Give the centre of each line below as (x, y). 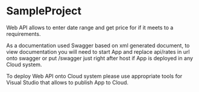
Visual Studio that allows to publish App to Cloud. (67, 82)
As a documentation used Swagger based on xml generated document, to (98, 45)
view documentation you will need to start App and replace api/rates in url (98, 51)
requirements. (24, 33)
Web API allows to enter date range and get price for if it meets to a (90, 27)
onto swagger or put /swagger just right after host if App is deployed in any (100, 58)
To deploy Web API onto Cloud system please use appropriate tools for (94, 76)
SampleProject (44, 11)
